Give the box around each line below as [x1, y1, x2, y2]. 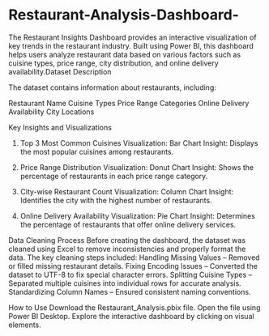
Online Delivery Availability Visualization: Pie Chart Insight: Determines [19, 211, 255, 220]
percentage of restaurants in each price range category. [19, 171, 208, 181]
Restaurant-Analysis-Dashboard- [8, 6, 239, 24]
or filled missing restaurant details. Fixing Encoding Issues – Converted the [8, 261, 258, 270]
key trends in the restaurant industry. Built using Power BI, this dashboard [8, 40, 254, 50]
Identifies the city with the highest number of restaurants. [19, 195, 212, 205]
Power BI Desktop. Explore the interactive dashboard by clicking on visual [8, 311, 254, 321]
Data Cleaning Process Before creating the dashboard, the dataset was [8, 235, 246, 245]
